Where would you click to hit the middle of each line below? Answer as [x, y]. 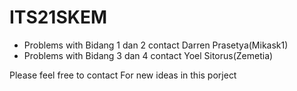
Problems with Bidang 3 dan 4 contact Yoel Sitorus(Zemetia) [148, 55]
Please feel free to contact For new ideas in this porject [123, 75]
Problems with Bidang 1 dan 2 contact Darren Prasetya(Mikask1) [156, 45]
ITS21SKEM [58, 17]
